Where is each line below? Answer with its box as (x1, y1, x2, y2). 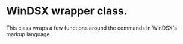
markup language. (6, 30, 52, 37)
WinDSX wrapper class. (6, 4, 128, 18)
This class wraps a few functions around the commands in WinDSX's (6, 24, 178, 31)
